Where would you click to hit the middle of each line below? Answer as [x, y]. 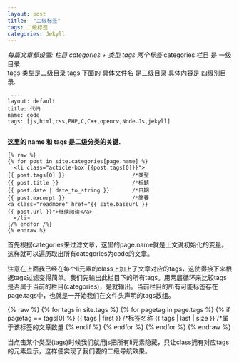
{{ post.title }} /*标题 [78, 183]
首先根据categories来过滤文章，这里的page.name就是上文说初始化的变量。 [118, 245]
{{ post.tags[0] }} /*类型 [78, 175]
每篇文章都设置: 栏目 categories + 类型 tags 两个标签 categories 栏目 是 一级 [119, 55]
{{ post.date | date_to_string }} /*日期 [78, 191]
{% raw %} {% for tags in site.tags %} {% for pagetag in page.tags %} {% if [119, 310]
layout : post [27, 14]
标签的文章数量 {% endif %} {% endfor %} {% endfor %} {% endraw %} [126, 327]
